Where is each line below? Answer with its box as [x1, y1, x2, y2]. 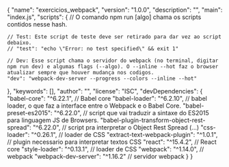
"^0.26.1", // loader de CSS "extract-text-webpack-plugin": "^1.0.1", [31, 131, 218, 138]
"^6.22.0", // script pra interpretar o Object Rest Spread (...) [33, 123, 200, 132]
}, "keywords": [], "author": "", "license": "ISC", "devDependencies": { [7, 87, 203, 95]
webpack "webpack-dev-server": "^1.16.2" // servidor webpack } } [7, 153, 193, 160]
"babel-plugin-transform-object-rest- [100, 116, 206, 124]
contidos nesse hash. [7, 20, 68, 28]
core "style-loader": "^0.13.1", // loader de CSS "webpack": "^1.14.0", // [7, 145, 204, 153]
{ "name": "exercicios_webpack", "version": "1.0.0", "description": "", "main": [7, 6, 223, 14]
